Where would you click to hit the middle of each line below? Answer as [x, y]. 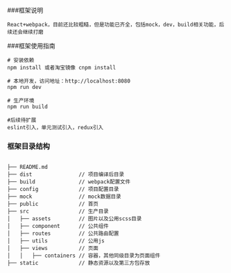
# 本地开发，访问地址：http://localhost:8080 [69, 81]
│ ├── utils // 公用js [56, 241]
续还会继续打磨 [25, 32]
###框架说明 [25, 10]
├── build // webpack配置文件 [69, 182]
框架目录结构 [29, 146]
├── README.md [28, 167]
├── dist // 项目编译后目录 [66, 175]
